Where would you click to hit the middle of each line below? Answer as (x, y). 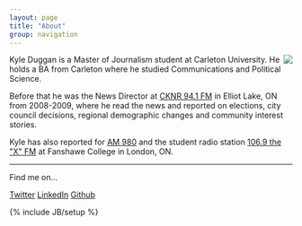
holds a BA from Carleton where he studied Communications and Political (145, 69)
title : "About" (38, 26)
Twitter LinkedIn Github (53, 195)
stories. (23, 125)
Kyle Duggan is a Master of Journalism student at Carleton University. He (145, 60)
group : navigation (44, 34)
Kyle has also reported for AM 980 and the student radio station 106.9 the (145, 142)
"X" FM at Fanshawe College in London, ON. (91, 152)
